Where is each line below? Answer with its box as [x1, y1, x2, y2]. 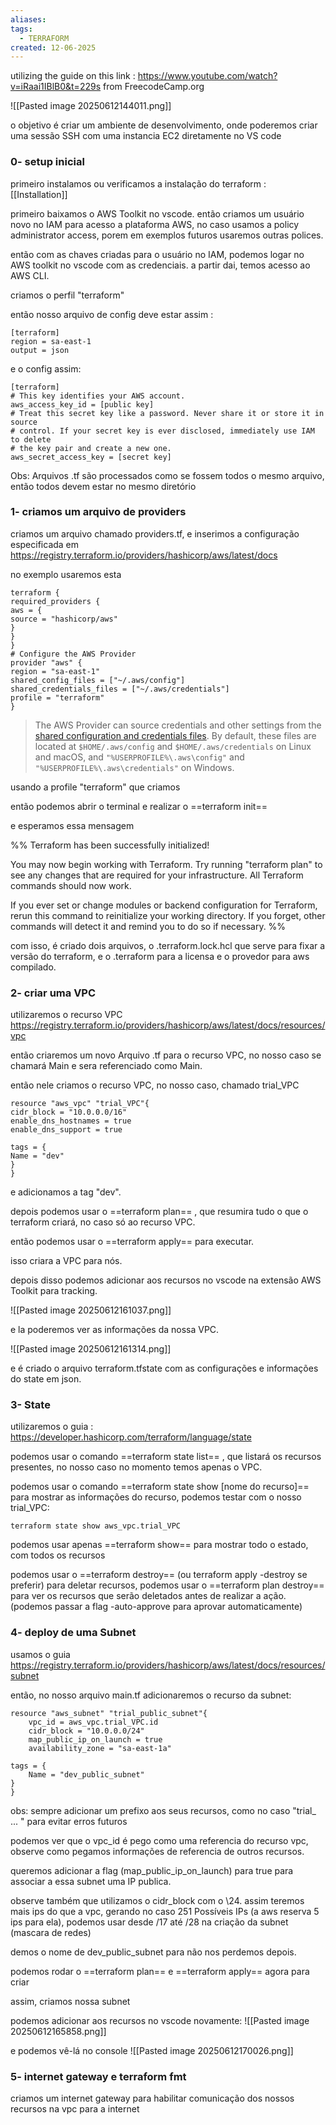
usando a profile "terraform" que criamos [10, 781, 181, 793]
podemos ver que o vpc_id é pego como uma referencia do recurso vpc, [10, 1834, 309, 1846]
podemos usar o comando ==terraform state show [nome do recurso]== [10, 1481, 310, 1493]
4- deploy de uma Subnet [10, 1626, 137, 1640]
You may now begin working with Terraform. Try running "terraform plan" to [10, 858, 323, 870]
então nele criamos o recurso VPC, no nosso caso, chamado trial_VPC [10, 1079, 300, 1091]
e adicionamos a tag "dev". [10, 1186, 122, 1198]
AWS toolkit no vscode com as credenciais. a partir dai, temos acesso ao [10, 259, 311, 271]
